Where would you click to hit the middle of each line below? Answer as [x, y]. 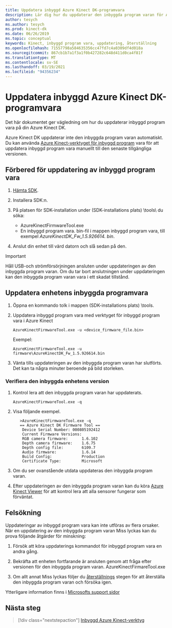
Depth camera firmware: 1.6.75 [59, 443]
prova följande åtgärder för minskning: [46, 536]
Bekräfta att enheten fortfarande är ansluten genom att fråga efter [82, 561]
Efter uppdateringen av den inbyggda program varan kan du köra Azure [88, 486]
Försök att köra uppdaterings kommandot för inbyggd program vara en [87, 546]
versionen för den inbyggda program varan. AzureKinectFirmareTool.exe [89, 567]
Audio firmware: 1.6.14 [59, 452]
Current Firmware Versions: [52, 434]
